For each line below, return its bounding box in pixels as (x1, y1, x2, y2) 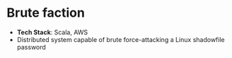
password (16, 43, 47, 51)
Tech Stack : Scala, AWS (16, 28, 88, 36)
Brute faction (6, 5, 86, 21)
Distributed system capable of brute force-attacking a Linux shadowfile (16, 35, 225, 43)
